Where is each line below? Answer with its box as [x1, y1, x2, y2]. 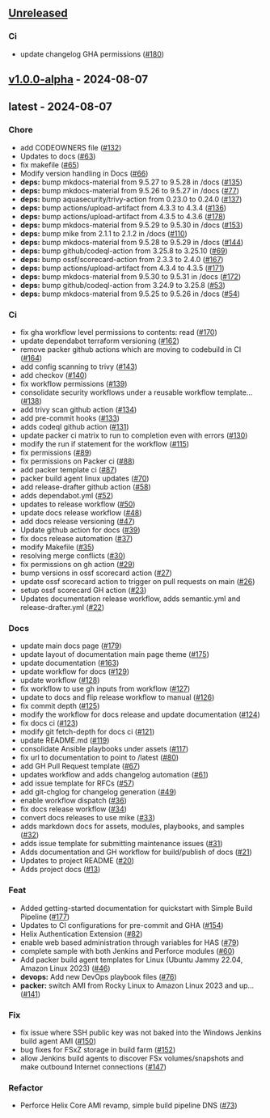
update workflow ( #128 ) [19, 675, 100, 685]
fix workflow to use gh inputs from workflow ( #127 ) [19, 684, 191, 694]
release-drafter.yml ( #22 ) [19, 603, 105, 612]
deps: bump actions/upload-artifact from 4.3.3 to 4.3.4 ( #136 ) [19, 202, 227, 213]
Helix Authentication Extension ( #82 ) [19, 929, 143, 938]
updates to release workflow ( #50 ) [19, 499, 136, 509]
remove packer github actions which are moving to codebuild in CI [19, 345, 242, 354]
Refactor [8, 1082, 44, 1093]
